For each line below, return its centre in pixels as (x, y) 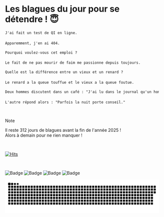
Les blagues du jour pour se (62, 9)
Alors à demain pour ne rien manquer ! (44, 135)
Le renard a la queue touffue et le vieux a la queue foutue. (70, 82)
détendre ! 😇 (32, 19)
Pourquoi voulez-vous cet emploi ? (41, 53)
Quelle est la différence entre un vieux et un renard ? (64, 72)
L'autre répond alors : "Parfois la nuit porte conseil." (65, 102)
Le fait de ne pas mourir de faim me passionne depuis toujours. (73, 63)
